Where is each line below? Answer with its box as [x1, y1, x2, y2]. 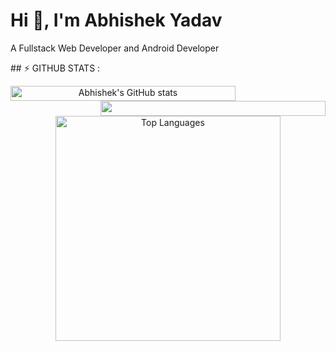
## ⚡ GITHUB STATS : [10, 62, 101, 74]
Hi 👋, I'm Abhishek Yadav [10, 9, 223, 32]
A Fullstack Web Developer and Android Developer [10, 42, 220, 54]
